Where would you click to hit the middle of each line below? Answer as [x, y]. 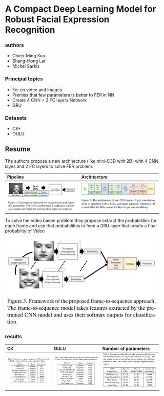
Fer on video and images [37, 90]
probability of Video [25, 231]
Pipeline [16, 177]
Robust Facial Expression [57, 19]
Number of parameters [126, 348]
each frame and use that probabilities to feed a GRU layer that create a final [81, 226]
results [14, 337]
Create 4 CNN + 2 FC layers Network [49, 100]
